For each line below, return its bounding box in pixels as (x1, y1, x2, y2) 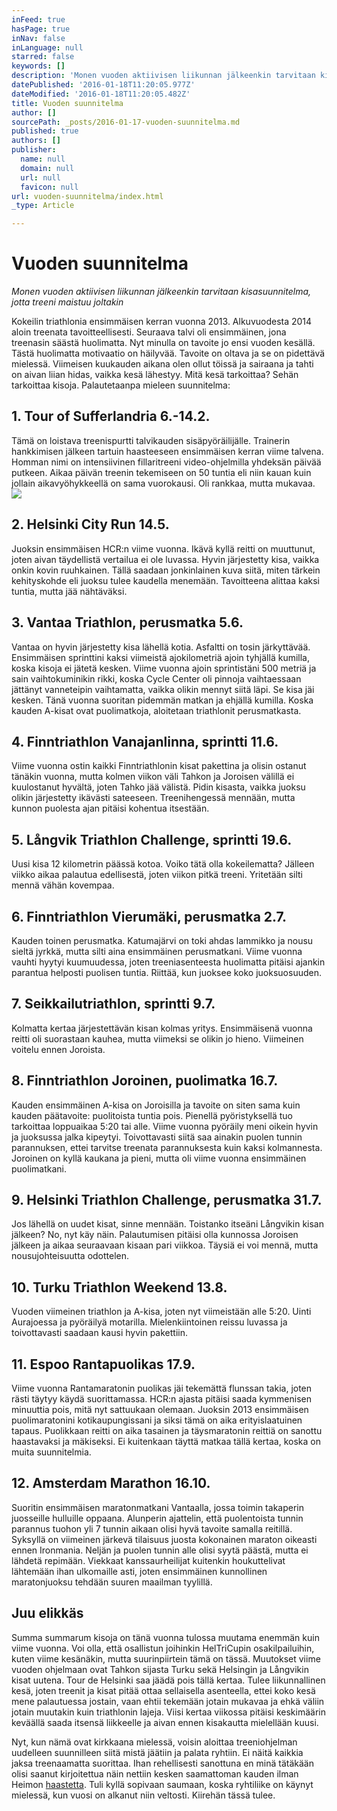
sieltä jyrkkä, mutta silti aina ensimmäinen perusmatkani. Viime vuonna (11, 945, 303, 957)
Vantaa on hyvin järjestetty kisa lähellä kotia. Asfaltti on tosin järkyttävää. (11, 641, 311, 653)
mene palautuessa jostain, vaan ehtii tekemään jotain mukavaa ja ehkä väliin (11, 1695, 325, 1707)
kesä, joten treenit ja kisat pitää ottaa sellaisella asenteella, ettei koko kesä (11, 1684, 316, 1696)
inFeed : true (11, 14, 66, 25)
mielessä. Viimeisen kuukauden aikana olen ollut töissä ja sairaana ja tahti (11, 358, 314, 370)
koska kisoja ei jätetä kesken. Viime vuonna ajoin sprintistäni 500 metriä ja (11, 662, 317, 674)
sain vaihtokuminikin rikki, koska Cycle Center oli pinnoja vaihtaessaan (11, 672, 302, 685)
